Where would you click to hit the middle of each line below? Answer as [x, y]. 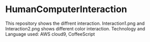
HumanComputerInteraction [66, 9]
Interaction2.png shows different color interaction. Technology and [75, 28]
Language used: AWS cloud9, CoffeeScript [50, 34]
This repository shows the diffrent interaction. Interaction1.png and [75, 23]
